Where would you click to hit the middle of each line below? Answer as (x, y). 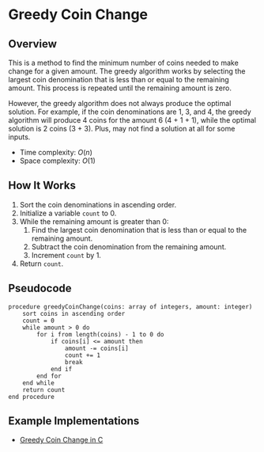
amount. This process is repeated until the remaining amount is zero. (120, 88)
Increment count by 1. (66, 255)
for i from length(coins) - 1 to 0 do (100, 334)
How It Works (42, 186)
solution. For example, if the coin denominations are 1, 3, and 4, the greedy (130, 112)
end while (39, 383)
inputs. (19, 137)
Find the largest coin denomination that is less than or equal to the (139, 230)
